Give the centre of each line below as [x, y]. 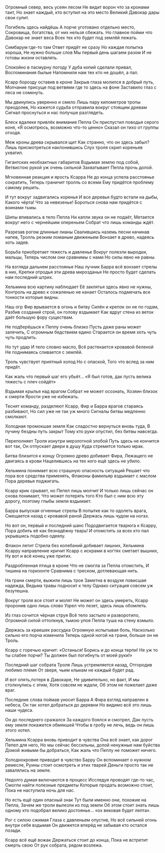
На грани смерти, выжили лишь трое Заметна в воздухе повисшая [76, 580]
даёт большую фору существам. [39, 317]
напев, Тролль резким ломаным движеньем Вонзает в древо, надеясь [80, 237]
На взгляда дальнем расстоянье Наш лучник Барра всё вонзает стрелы [81, 267]
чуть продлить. [21, 337]
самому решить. [23, 187]
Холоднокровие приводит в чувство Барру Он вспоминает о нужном [78, 760]
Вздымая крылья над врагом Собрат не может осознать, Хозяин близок [81, 391]
